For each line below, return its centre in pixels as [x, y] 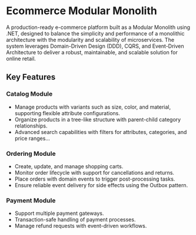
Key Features [31, 77]
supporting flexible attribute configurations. [67, 113]
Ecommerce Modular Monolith [82, 11]
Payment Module [31, 200]
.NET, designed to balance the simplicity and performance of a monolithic [95, 33]
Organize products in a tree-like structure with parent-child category [98, 119]
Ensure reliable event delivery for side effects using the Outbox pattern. [101, 185]
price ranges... [32, 138]
